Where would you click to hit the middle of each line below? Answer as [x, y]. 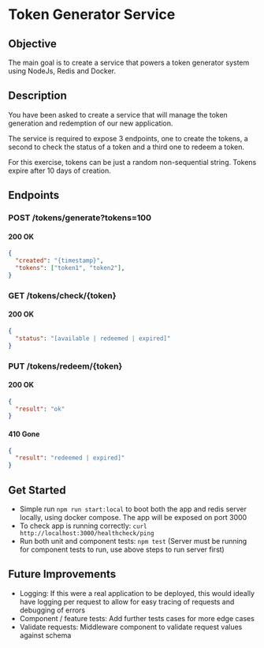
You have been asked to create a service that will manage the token [118, 114]
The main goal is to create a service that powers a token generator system [129, 62]
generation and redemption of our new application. [91, 123]
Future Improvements [62, 574]
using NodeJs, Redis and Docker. [62, 71]
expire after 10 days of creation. [60, 170]
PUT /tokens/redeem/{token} [65, 366]
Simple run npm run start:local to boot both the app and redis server [133, 509]
